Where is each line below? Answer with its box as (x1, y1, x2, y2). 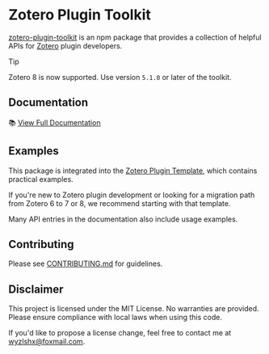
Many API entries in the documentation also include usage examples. (8, 214, 238, 224)
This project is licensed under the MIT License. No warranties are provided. (8, 304, 260, 314)
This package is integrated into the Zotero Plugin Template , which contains (8, 166, 258, 175)
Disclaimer (8, 282, 64, 296)
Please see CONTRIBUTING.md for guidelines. (8, 259, 163, 268)
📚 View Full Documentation (8, 117, 101, 127)
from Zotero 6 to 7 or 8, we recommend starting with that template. (8, 198, 231, 208)
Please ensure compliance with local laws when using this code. (8, 313, 222, 322)
